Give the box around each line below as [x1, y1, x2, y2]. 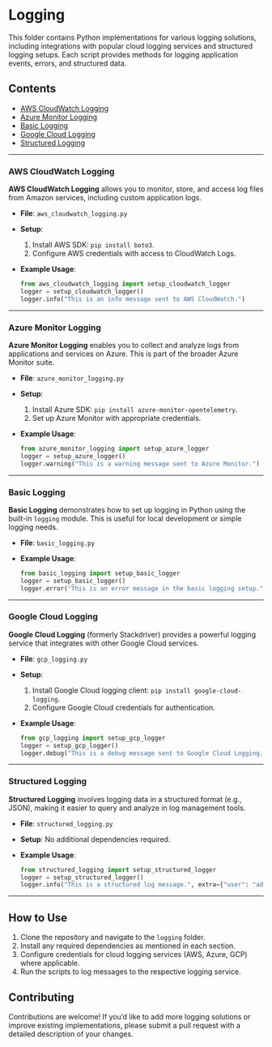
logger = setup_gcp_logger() [19, 741, 119, 749]
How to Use [8, 911, 68, 925]
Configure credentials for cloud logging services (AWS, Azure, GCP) [19, 950, 249, 959]
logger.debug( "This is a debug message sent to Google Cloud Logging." [19, 749, 267, 757]
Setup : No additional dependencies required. [19, 834, 171, 844]
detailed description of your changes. [8, 1028, 134, 1039]
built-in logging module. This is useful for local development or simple [8, 513, 242, 523]
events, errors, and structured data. [8, 58, 127, 68]
